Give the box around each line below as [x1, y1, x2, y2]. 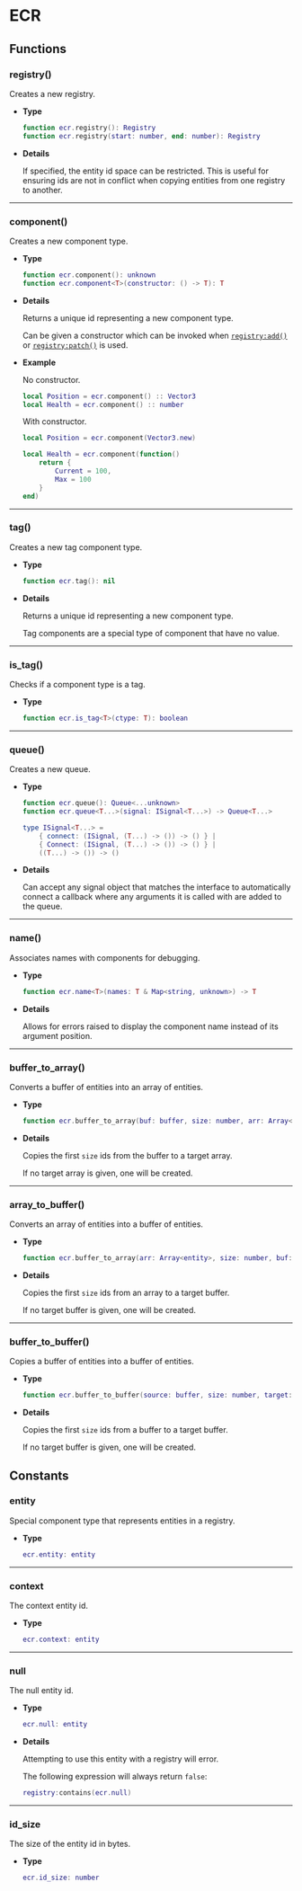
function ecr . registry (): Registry [22, 123, 156, 132]
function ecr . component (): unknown [22, 271, 156, 280]
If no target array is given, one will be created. [22, 1167, 193, 1178]
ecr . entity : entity [22, 1549, 96, 1559]
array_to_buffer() [9, 1198, 85, 1211]
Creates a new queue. [9, 764, 92, 775]
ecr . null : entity [22, 1720, 88, 1729]
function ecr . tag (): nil [22, 576, 116, 585]
